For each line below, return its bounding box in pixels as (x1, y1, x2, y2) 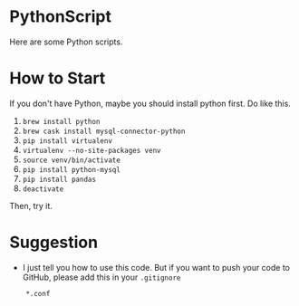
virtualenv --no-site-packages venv (22, 146, 161, 155)
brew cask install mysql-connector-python (22, 127, 186, 136)
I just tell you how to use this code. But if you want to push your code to (22, 262, 291, 273)
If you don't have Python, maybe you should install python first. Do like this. (9, 98, 292, 109)
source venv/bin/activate (22, 156, 121, 165)
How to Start (9, 68, 106, 89)
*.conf (25, 289, 51, 298)
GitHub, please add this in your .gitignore (22, 272, 181, 282)
